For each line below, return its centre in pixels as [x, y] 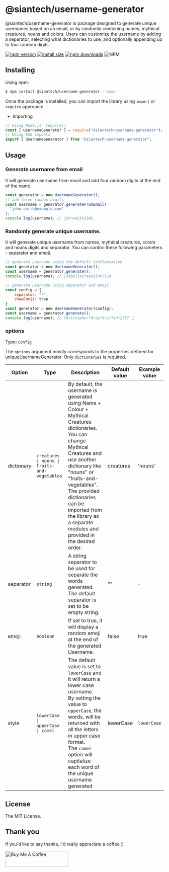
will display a [83, 627]
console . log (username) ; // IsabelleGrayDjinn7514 [58, 276]
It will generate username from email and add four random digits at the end [83, 180]
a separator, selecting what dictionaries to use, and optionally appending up [84, 39]
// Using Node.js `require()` [37, 125]
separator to [82, 562]
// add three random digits [35, 200]
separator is [82, 600]
